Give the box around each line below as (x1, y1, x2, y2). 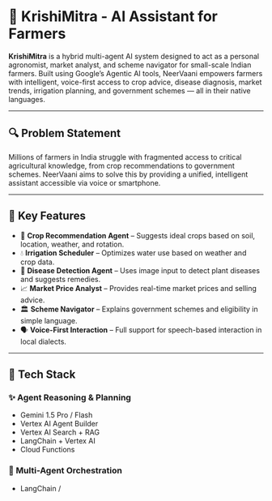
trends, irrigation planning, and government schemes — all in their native (8, 85, 251, 96)
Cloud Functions (19, 445, 75, 455)
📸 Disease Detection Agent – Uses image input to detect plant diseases (19, 265, 261, 275)
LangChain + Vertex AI (19, 436, 96, 446)
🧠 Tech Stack (8, 367, 76, 381)
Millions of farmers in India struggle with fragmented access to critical (8, 152, 242, 161)
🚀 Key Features (8, 209, 87, 223)
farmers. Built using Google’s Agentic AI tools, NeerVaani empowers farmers (8, 68, 263, 78)
